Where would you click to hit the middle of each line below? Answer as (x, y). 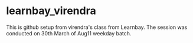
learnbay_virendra (51, 11)
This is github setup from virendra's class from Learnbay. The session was (97, 27)
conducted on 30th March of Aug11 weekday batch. (69, 33)
